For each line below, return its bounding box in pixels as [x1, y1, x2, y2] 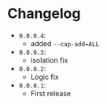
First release [30, 88, 72, 98]
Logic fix [30, 72, 60, 81]
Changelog [7, 5, 81, 23]
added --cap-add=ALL [30, 38, 100, 48]
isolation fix [30, 56, 68, 65]
